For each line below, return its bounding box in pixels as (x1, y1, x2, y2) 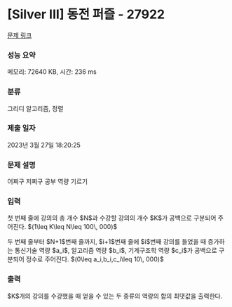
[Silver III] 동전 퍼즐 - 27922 (7, 6, 165, 22)
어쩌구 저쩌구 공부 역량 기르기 (7, 177, 88, 186)
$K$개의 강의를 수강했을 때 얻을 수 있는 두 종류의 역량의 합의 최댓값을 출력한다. (7, 292, 223, 300)
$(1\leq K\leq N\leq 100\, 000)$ (27, 223, 118, 231)
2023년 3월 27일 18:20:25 (7, 141, 81, 149)
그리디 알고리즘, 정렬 (7, 104, 64, 112)
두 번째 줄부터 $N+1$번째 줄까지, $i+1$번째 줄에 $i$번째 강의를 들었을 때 (7, 237, 207, 246)
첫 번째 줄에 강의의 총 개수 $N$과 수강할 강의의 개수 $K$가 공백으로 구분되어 (7, 214, 217, 222)
